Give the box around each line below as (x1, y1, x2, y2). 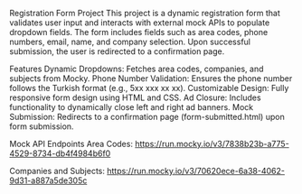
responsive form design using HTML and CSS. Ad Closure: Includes (9, 92, 261, 103)
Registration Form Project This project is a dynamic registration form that (9, 8, 280, 18)
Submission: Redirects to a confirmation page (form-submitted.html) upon (9, 112, 285, 122)
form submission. (9, 121, 74, 132)
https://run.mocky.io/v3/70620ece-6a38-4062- (107, 166, 286, 176)
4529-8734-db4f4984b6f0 (9, 148, 111, 159)
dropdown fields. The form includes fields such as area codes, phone (9, 27, 269, 37)
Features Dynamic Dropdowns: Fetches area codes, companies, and (9, 63, 264, 74)
